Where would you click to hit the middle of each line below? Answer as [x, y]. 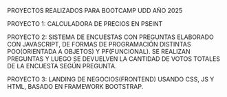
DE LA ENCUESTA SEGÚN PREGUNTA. [62, 66]
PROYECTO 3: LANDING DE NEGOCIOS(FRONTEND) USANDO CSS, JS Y [111, 79]
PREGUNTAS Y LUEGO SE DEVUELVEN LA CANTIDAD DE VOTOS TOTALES [114, 59]
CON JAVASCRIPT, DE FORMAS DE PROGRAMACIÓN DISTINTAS [99, 44]
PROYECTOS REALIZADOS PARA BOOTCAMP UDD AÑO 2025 [95, 11]
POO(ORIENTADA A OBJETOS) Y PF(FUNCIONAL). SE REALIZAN [99, 52]
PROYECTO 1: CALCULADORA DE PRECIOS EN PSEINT [85, 24]
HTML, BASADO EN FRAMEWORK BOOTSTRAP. [75, 86]
